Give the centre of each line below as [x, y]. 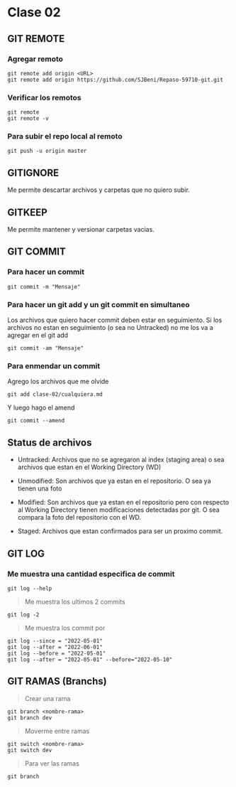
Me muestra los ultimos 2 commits [75, 601]
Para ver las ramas [52, 763]
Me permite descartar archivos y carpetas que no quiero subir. [99, 190]
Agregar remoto [35, 59]
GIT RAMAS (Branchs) [57, 681]
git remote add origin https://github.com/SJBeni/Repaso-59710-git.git [115, 80]
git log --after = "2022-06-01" [55, 647]
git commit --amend [36, 421]
